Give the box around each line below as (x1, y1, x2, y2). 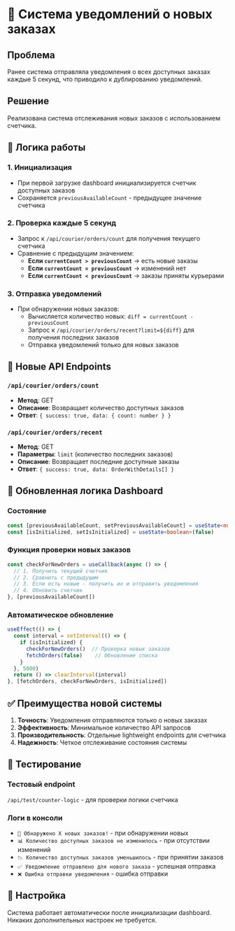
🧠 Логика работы (7, 141, 86, 153)
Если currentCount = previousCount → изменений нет (27, 264, 187, 272)
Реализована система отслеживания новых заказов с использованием (7, 113, 221, 122)
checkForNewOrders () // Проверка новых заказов (25, 645, 171, 652)
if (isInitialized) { (20, 639, 83, 646)
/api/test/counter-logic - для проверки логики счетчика (7, 795, 178, 804)
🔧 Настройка (7, 890, 66, 902)
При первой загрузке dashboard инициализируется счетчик (17, 178, 197, 187)
